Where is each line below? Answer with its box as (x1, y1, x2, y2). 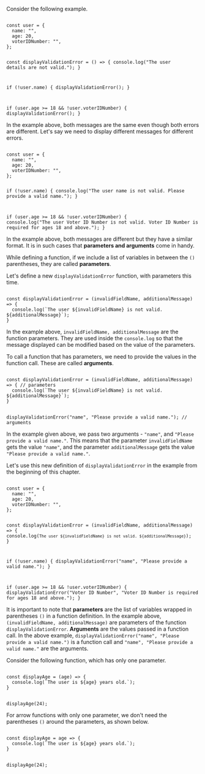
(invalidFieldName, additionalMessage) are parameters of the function (6, 618, 187, 626)
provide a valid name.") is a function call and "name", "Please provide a (6, 638, 193, 645)
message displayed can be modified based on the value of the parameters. (6, 341, 196, 349)
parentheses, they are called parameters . (6, 260, 111, 268)
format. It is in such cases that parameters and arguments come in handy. (6, 242, 195, 249)
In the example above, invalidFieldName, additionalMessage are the (6, 328, 179, 336)
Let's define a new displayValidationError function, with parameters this (6, 272, 192, 279)
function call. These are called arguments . (6, 360, 114, 367)
